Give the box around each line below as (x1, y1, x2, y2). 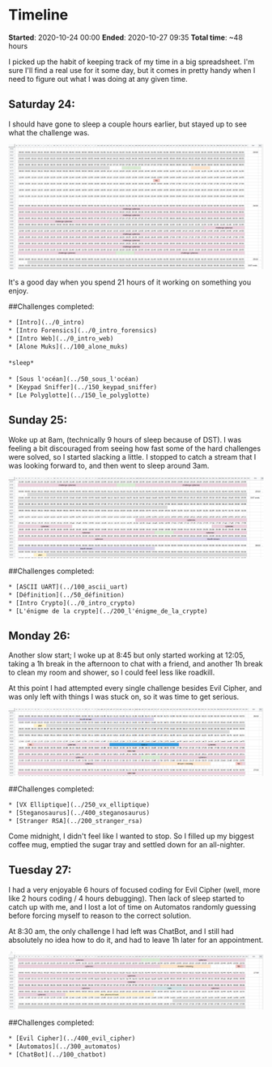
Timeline (8, 6, 69, 24)
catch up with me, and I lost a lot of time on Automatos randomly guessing (8, 902, 257, 911)
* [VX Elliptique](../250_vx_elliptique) (8, 800, 151, 808)
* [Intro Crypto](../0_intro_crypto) (8, 598, 136, 607)
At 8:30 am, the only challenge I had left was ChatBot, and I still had (8, 926, 234, 936)
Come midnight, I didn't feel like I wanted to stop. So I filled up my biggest (8, 831, 255, 841)
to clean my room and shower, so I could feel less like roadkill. (8, 667, 215, 678)
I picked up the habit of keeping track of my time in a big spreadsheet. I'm (8, 57, 255, 66)
